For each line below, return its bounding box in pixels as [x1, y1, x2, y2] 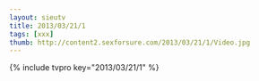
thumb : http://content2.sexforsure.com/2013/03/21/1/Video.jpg [9, 37, 251, 47]
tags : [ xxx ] [9, 29, 54, 38]
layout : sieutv [9, 12, 66, 22]
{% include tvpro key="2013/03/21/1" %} [9, 62, 160, 73]
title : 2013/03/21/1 [9, 21, 87, 30]
